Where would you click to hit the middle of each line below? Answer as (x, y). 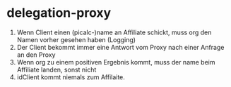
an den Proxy (36, 55)
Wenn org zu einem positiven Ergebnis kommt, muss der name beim (116, 62)
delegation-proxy (59, 13)
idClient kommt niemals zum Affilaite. (71, 77)
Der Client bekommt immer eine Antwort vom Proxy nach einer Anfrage (120, 47)
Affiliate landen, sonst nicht (57, 69)
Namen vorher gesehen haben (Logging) (76, 39)
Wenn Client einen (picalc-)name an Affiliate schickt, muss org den (114, 32)
